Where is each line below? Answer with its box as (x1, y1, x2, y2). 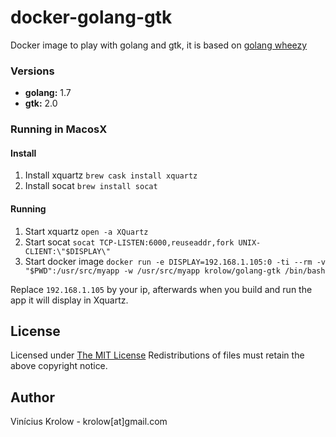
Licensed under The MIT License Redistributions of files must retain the (10, 349, 305, 361)
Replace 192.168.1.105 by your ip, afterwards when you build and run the (10, 283, 313, 295)
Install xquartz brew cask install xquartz (24, 169, 198, 181)
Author (10, 389, 55, 406)
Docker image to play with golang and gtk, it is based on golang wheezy (10, 39, 308, 51)
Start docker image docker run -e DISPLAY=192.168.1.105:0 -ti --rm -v (24, 255, 326, 267)
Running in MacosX (10, 122, 108, 136)
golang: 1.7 (24, 87, 72, 99)
